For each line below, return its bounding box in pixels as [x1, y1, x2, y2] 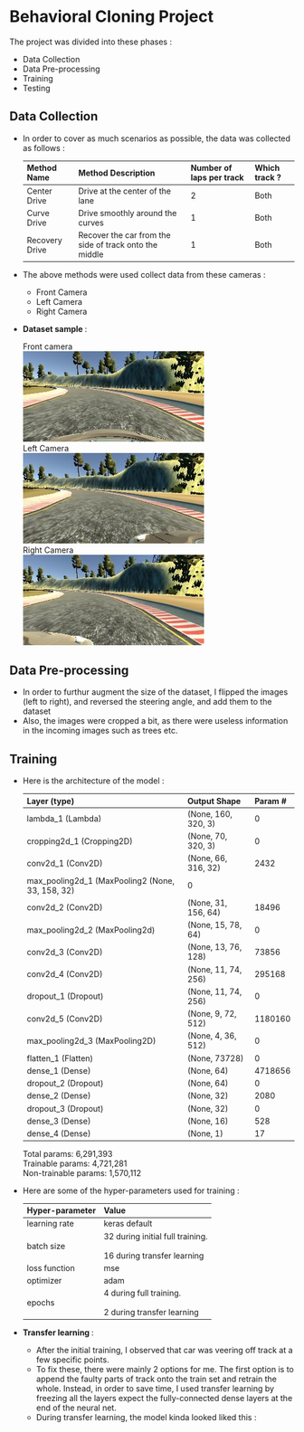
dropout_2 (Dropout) [26, 1078, 104, 1089]
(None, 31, [186, 897, 228, 908]
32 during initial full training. [103, 1230, 208, 1241]
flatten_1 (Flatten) [26, 1052, 93, 1064]
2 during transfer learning [103, 1307, 199, 1318]
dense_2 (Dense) [26, 1090, 91, 1101]
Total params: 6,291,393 [22, 1148, 113, 1159]
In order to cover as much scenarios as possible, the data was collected [22, 133, 291, 144]
